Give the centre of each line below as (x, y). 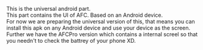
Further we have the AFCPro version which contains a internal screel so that (102, 34)
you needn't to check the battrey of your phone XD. (71, 41)
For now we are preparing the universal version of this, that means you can (101, 21)
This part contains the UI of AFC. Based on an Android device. (85, 15)
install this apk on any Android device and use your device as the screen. (98, 28)
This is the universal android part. (48, 9)
